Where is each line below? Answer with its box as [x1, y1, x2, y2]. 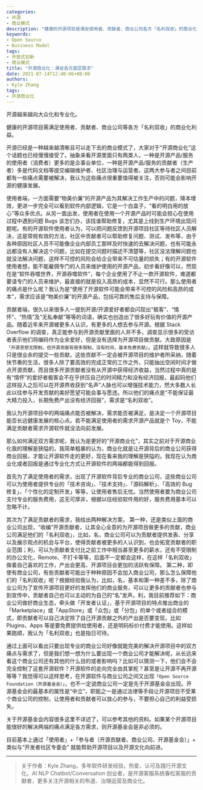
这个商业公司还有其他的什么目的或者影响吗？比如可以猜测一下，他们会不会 [11, 657, 197, 664]
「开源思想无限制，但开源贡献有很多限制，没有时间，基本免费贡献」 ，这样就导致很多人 [6, 343, 196, 351]
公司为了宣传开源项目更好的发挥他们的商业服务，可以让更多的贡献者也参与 [11, 584, 197, 591]
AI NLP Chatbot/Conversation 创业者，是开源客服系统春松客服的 [31, 769, 192, 777]
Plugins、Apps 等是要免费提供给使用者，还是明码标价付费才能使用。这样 [6, 621, 187, 629]
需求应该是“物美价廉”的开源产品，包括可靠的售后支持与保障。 [19, 293, 172, 300]
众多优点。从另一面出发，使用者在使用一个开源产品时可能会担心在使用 [19, 209, 195, 217]
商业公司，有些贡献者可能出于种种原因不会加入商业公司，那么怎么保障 [16, 569, 192, 576]
